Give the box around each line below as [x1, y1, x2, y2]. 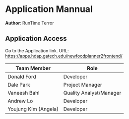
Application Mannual [5, 3, 93, 15]
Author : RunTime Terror [5, 20, 55, 26]
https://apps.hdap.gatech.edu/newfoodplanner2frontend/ [5, 53, 123, 59]
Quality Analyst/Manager [63, 89, 122, 96]
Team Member [15, 65, 51, 72]
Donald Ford [7, 73, 36, 80]
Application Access [5, 34, 67, 43]
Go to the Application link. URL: [5, 47, 69, 53]
